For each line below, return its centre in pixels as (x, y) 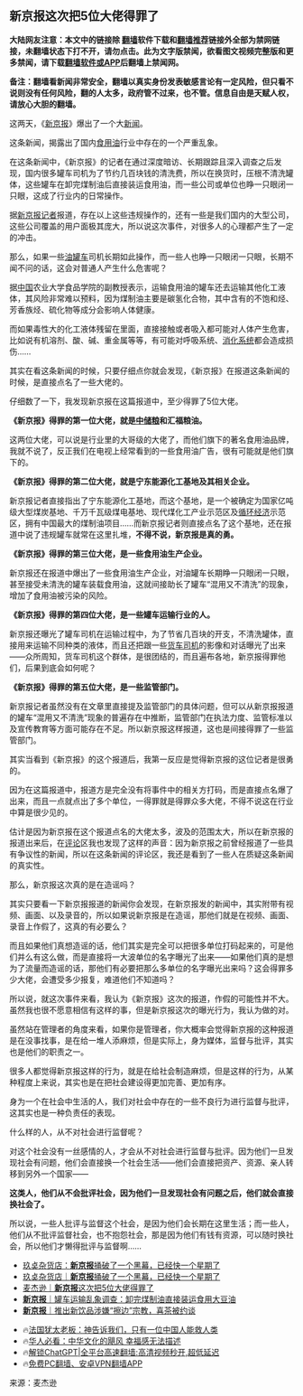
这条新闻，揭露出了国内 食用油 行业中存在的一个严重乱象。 (116, 142)
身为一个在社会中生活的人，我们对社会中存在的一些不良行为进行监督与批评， (151, 1101)
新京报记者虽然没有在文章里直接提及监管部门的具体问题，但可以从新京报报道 (151, 706)
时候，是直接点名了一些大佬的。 (69, 381)
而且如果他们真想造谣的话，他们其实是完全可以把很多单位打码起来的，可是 (147, 945)
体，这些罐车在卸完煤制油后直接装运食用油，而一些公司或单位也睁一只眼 (143, 184)
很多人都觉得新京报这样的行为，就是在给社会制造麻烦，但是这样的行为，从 (147, 1071)
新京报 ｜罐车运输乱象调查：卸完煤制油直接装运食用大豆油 (129, 1298)
